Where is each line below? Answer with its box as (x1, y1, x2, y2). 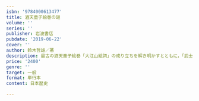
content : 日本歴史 (6, 81, 49, 87)
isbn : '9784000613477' (6, 8, 62, 15)
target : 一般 (6, 70, 37, 75)
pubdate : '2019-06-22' (6, 36, 62, 42)
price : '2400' (6, 58, 42, 64)
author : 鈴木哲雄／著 (6, 48, 55, 53)
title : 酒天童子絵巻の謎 (6, 14, 61, 20)
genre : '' (6, 64, 31, 70)
